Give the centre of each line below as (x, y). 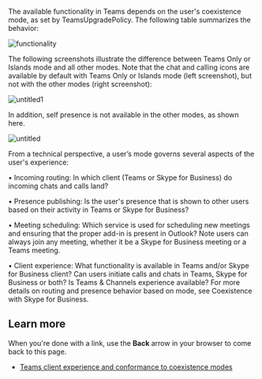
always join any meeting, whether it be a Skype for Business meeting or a (127, 242)
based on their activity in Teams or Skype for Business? (99, 210)
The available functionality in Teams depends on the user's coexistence (125, 11)
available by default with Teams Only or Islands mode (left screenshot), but (130, 76)
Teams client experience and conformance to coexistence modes (126, 366)
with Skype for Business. (49, 299)
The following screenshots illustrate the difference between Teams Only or (129, 59)
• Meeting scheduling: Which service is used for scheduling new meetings (129, 225)
